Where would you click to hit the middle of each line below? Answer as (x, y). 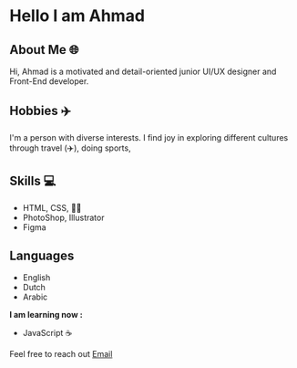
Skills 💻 (33, 181)
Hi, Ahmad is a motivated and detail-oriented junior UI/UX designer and (143, 71)
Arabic (35, 297)
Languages (42, 256)
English (36, 278)
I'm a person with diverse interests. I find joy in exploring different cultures (149, 137)
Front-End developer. (49, 81)
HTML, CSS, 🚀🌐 (52, 207)
